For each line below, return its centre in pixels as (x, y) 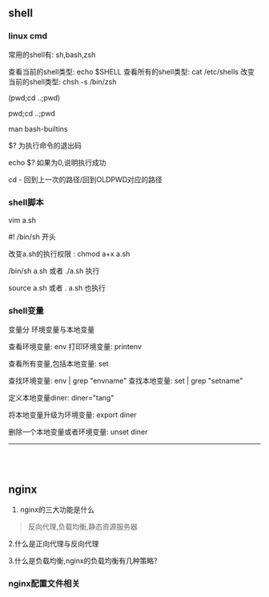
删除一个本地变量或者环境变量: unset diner (78, 432)
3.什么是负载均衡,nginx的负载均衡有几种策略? (83, 561)
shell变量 (26, 311)
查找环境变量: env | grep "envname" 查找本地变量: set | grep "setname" (126, 381)
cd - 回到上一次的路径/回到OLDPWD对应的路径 (85, 179)
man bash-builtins (38, 128)
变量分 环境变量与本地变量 (51, 330)
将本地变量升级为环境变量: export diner (73, 415)
